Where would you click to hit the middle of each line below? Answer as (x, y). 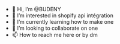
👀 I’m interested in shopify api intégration (63, 15)
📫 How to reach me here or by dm (55, 35)
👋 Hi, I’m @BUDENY (36, 9)
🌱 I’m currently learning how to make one (63, 22)
